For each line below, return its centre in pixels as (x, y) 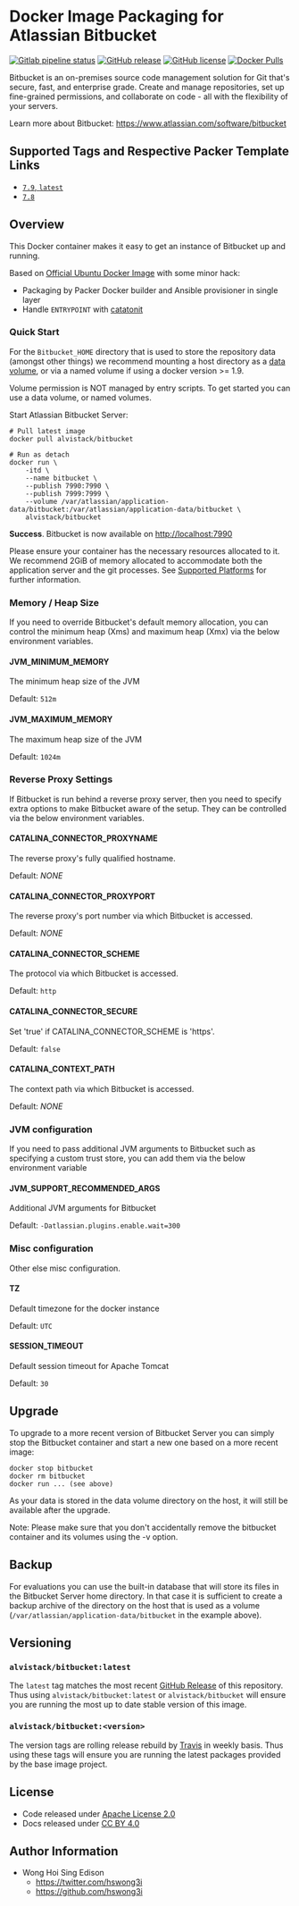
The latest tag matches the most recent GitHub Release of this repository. (146, 1685)
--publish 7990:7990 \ (67, 486)
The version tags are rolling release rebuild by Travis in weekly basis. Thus (146, 1745)
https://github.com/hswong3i (89, 1892)
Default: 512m (33, 699)
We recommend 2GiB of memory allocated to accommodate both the (136, 560)
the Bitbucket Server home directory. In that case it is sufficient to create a (146, 1596)
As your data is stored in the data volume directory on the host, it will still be (149, 1500)
